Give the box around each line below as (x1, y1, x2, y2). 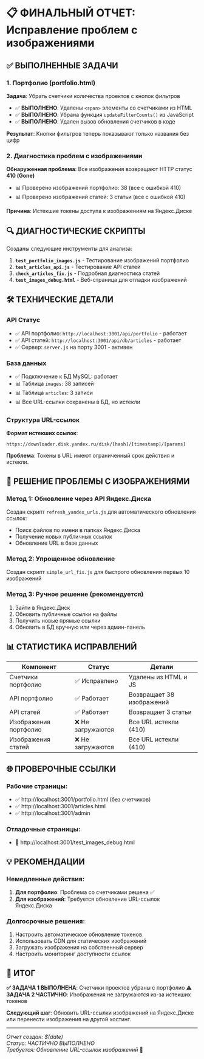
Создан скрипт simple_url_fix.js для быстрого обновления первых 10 (6, 568, 190, 576)
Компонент (21, 663, 56, 671)
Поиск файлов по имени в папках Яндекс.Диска (15, 526, 141, 534)
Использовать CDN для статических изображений (15, 937, 147, 945)
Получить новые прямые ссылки (15, 617, 101, 624)
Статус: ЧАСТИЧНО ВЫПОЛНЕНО (6, 1040, 95, 1047)
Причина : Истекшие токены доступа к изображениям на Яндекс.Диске (6, 208, 192, 215)
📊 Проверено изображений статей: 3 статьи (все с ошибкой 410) (15, 194, 186, 201)
